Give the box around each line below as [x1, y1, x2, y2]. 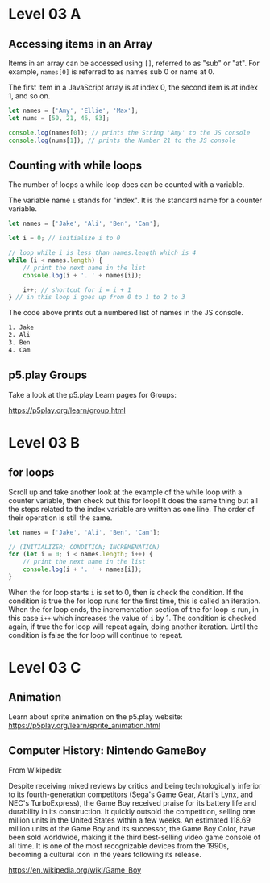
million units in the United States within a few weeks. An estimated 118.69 [8, 815, 251, 825]
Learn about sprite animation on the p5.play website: [8, 711, 183, 722]
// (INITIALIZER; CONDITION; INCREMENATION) [8, 543, 160, 551]
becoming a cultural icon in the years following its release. [8, 849, 201, 859]
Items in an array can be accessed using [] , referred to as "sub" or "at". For [8, 58, 260, 68]
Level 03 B [8, 433, 81, 452]
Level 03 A [8, 5, 81, 23]
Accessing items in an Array [8, 37, 153, 51]
